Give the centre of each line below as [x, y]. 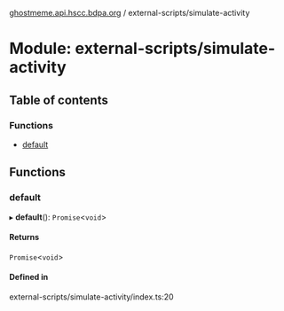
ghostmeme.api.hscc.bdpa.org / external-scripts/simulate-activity [130, 13]
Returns [24, 237]
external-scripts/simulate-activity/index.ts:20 [92, 297]
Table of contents [59, 100]
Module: [40, 49]
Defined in [29, 277]
